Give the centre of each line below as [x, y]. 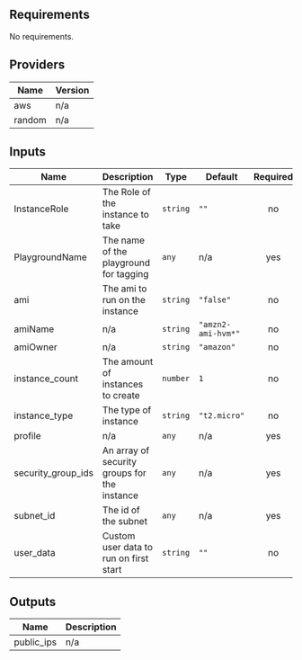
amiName [34, 329]
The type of [127, 410]
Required [273, 177]
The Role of [126, 192]
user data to [127, 548]
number [176, 379]
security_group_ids [54, 473]
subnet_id [35, 516]
